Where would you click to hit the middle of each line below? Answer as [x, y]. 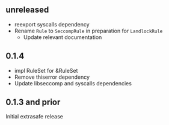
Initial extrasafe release [35, 117]
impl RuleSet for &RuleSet [46, 70]
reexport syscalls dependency [52, 24]
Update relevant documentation [63, 37]
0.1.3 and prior [33, 102]
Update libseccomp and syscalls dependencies [73, 83]
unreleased [27, 10]
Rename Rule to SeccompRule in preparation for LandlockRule [88, 31]
